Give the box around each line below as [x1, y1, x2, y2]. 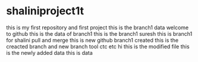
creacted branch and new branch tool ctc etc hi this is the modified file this [6, 43, 190, 50]
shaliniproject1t [6, 4, 84, 18]
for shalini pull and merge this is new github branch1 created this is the [6, 36, 179, 44]
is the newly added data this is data [6, 49, 93, 56]
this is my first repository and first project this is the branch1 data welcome [6, 24, 189, 31]
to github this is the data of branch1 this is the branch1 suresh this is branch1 [6, 30, 193, 37]
